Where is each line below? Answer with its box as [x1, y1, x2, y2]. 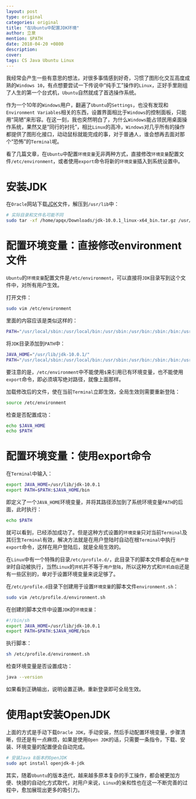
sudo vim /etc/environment [6, 306, 72, 312]
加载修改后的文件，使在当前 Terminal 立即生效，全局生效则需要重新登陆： [6, 388, 181, 395]
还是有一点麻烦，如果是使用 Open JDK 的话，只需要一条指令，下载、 [21, 736, 181, 743]
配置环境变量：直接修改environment [6, 239, 182, 253]
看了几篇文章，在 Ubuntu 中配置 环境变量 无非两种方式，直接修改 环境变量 [6, 150, 169, 157]
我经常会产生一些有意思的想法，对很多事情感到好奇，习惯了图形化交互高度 [6, 74, 185, 81]
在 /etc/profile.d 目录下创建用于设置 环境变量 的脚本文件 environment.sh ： [6, 583, 179, 590]
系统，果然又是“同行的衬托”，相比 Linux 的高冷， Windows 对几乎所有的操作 [10, 123, 185, 130]
